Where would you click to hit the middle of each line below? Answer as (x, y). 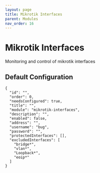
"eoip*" (22, 157)
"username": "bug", (29, 127)
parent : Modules (22, 19)
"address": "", (25, 123)
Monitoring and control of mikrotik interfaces (50, 62)
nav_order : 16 (20, 23)
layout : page (18, 10)
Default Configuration (39, 77)
